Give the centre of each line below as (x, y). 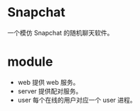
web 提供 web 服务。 (48, 82)
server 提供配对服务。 (50, 91)
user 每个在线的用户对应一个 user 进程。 (77, 100)
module (30, 62)
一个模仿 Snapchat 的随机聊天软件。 (60, 33)
